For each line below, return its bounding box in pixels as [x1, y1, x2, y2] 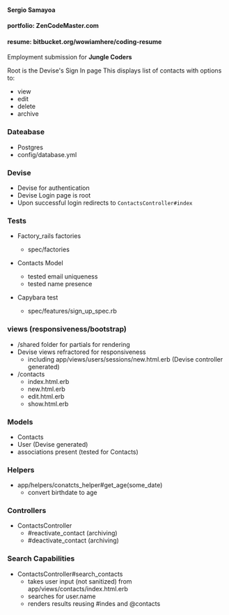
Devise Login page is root [17, 191, 91, 199]
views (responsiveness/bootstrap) [7, 325, 127, 334]
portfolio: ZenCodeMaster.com [7, 22, 99, 30]
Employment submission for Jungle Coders [7, 53, 132, 61]
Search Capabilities [7, 554, 75, 563]
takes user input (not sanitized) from [27, 577, 132, 586]
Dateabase [7, 127, 45, 137]
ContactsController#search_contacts [17, 570, 123, 578]
